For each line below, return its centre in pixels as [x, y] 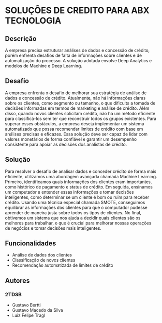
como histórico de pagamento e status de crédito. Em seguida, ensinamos [79, 187]
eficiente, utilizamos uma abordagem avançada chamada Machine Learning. [81, 176]
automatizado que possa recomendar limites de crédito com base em [74, 129]
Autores [17, 280]
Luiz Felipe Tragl [28, 315]
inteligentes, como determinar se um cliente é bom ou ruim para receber [77, 197]
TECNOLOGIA [33, 21]
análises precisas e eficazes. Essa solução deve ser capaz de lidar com [76, 134]
